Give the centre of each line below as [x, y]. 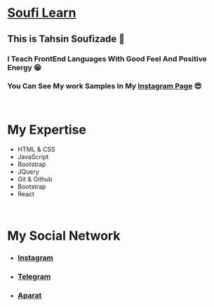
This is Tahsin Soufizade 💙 [66, 39]
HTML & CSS [36, 149]
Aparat [29, 295]
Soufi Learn [42, 13]
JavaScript [33, 156]
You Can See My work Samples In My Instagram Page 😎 [105, 86]
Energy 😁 [25, 67]
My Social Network [64, 236]
